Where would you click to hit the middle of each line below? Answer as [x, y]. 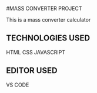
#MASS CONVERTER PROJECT [44, 8]
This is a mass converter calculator [48, 20]
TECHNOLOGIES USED [48, 38]
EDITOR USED [32, 70]
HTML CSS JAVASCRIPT [36, 52]
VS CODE [18, 85]
